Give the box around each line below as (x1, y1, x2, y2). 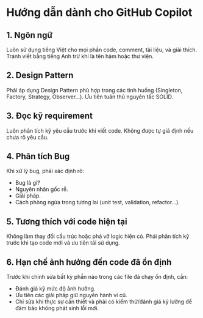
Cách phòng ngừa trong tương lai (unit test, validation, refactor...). (15, 199, 180, 206)
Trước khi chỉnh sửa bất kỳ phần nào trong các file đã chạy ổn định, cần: (6, 273, 188, 281)
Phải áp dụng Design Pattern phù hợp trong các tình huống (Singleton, (6, 86, 183, 94)
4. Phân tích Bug (6, 151, 70, 161)
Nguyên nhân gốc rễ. (15, 186, 68, 193)
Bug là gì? (15, 179, 41, 187)
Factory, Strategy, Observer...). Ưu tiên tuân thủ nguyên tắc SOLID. (6, 93, 174, 100)
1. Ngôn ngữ (6, 30, 53, 40)
